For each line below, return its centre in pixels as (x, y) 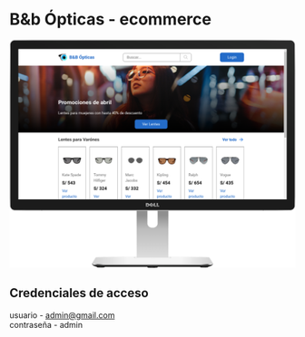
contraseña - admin (46, 324)
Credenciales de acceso (79, 293)
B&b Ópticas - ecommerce (110, 19)
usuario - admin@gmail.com (62, 315)
